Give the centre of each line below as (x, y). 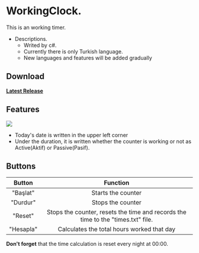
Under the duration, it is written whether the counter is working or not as (103, 141)
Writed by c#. (40, 45)
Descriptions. (31, 39)
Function (117, 183)
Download (25, 76)
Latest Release (25, 91)
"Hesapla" (23, 229)
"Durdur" (23, 203)
